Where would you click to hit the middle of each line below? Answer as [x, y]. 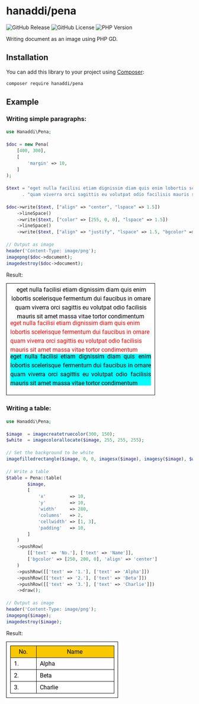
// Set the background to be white [50, 453]
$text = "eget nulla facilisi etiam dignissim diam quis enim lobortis [96, 188]
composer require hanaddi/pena [45, 83]
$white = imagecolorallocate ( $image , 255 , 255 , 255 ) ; [75, 440]
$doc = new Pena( [28, 145]
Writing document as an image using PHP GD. [62, 39]
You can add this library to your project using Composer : [75, 72]
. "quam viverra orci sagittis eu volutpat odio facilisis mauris [105, 195]
